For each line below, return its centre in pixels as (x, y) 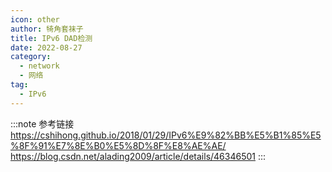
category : (31, 57)
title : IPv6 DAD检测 (51, 38)
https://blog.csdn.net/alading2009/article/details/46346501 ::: (138, 156)
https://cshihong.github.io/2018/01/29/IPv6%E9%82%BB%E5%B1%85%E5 (166, 135)
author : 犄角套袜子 (47, 29)
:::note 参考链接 (42, 123)
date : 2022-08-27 (46, 47)
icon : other (35, 19)
